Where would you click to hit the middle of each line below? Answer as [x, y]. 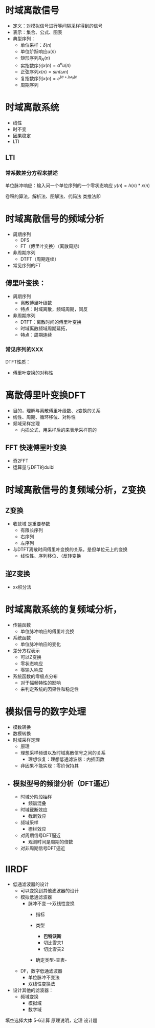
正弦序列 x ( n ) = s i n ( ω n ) [45, 72]
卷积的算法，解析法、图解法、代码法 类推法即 [53, 196]
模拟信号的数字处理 [46, 712]
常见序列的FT [27, 265]
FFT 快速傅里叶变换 [36, 448]
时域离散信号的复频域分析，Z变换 [75, 490]
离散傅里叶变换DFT [46, 395]
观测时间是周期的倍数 [50, 841]
